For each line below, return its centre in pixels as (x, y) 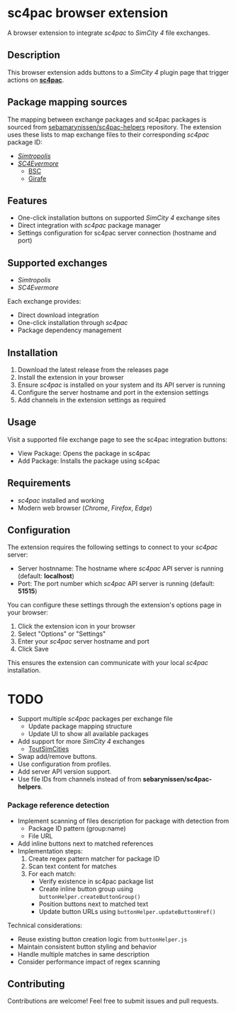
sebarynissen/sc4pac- (178, 779)
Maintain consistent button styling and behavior (87, 947)
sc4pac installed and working (61, 500)
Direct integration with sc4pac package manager (89, 225)
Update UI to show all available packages (88, 734)
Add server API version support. (64, 772)
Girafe (37, 179)
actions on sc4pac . (36, 80)
